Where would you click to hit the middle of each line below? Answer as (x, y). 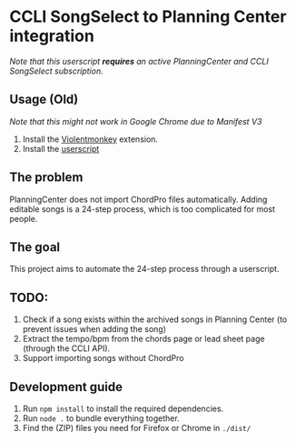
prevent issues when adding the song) (94, 329)
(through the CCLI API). (66, 348)
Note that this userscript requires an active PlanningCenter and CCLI (139, 61)
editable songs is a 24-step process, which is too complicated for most (142, 209)
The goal (35, 247)
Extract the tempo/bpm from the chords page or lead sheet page (143, 339)
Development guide (66, 387)
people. (24, 218)
